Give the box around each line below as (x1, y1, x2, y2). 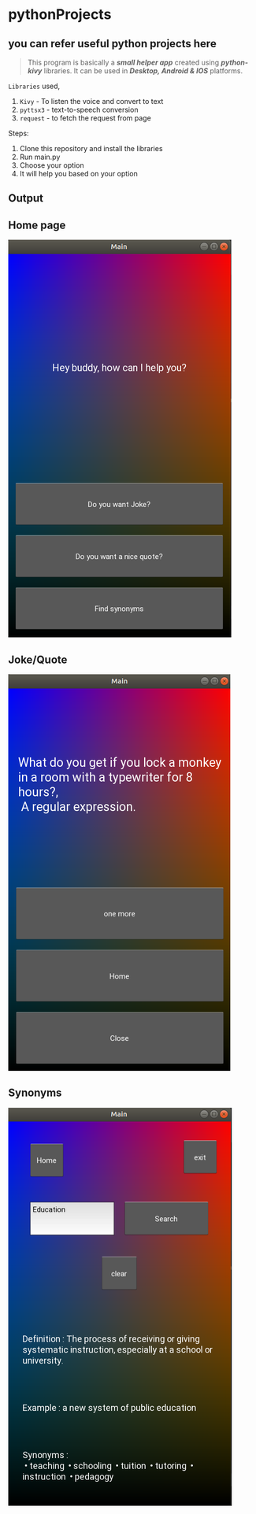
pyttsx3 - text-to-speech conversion (19, 105, 139, 114)
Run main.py (19, 152, 61, 161)
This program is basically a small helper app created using (27, 57, 220, 67)
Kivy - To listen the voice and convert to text (19, 97, 164, 105)
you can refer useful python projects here (8, 37, 217, 50)
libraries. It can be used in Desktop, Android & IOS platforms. (43, 66, 243, 76)
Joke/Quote (8, 653, 68, 666)
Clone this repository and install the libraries (19, 144, 163, 153)
